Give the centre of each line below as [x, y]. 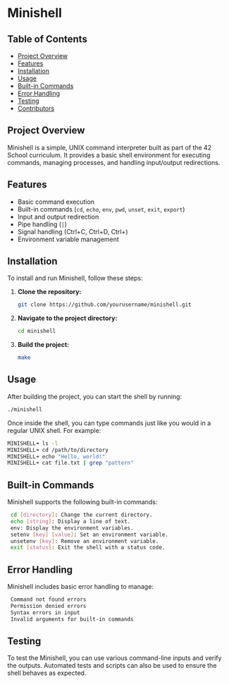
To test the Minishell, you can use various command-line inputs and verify [114, 658]
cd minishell [37, 331]
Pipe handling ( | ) [42, 224]
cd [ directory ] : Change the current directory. [81, 515]
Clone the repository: [49, 292]
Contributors [36, 108]
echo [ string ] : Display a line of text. [70, 521]
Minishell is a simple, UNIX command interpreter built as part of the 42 [110, 147]
